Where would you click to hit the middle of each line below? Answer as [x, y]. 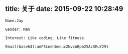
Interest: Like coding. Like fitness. [46, 38]
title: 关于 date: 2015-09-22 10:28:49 [64, 9]
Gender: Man [18, 29]
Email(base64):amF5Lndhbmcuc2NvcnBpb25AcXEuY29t [57, 47]
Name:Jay [14, 21]
